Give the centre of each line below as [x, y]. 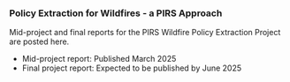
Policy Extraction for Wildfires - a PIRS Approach [116, 13]
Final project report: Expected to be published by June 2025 [132, 68]
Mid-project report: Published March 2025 [99, 59]
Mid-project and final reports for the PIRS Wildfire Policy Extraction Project [145, 33]
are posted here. [39, 41]
